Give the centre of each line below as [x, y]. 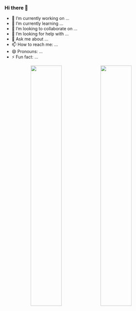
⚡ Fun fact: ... [25, 57]
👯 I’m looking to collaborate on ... [44, 29]
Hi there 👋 [17, 8]
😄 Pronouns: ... [27, 52]
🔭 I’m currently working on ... [40, 18]
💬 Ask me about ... [30, 39]
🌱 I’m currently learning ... [37, 23]
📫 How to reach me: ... [35, 45]
